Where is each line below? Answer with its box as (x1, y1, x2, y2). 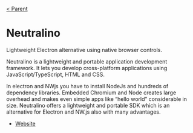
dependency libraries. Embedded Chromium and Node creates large (6, 89, 177, 96)
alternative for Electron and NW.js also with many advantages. (6, 108, 162, 115)
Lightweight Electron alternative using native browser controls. (6, 46, 162, 53)
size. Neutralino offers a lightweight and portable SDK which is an (6, 102, 170, 109)
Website (15, 120, 36, 127)
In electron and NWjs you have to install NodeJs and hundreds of (6, 82, 169, 89)
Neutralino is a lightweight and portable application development (6, 57, 168, 65)
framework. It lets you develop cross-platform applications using (6, 64, 168, 71)
